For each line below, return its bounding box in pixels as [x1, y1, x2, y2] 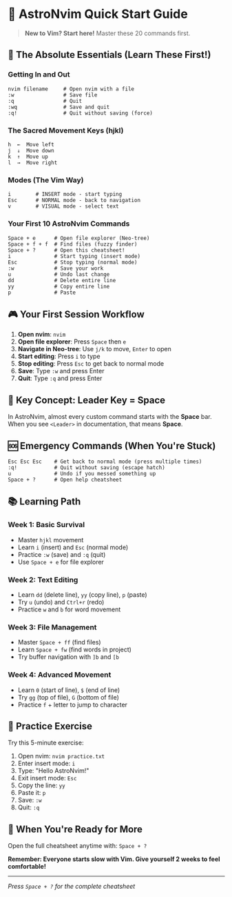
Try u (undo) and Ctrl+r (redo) [17, 598, 105, 606]
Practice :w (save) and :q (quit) [17, 550, 106, 558]
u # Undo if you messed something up [8, 470, 156, 477]
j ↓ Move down [8, 147, 54, 154]
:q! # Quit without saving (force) [8, 110, 154, 117]
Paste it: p [17, 789, 46, 797]
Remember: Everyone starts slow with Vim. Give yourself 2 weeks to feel [8, 855, 220, 863]
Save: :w [17, 796, 42, 805]
